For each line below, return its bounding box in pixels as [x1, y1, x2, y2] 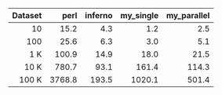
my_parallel [166, 10, 210, 20]
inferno [85, 10, 113, 20]
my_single [120, 10, 159, 20]
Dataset [12, 10, 42, 20]
